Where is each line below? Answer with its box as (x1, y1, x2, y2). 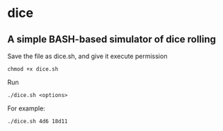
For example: (7, 104, 46, 113)
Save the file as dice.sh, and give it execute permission (7, 52, 168, 60)
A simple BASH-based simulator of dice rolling (7, 33, 217, 45)
